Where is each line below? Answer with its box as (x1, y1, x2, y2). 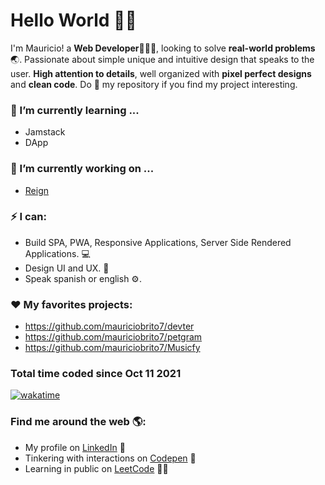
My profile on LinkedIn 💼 (24, 441, 126, 453)
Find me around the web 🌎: (10, 415, 147, 429)
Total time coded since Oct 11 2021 (10, 367, 182, 381)
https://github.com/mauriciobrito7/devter (24, 320, 195, 333)
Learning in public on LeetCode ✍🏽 (24, 462, 169, 474)
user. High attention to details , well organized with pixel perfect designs (10, 67, 312, 79)
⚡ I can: (10, 210, 47, 224)
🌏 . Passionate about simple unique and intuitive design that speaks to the (10, 53, 315, 65)
